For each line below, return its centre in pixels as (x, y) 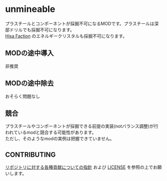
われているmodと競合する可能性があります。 (51, 132)
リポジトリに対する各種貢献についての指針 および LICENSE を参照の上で (79, 167)
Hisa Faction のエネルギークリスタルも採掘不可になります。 (66, 36)
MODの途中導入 (29, 53)
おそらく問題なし (23, 96)
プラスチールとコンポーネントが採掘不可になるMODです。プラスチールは (80, 23)
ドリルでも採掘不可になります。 (42, 30)
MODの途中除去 (29, 83)
